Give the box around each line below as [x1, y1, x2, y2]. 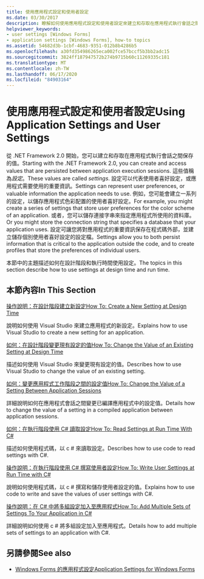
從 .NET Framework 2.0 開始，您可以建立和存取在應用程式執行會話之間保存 [6, 152, 194, 159]
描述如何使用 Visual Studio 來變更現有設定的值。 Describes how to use [6, 360, 182, 368]
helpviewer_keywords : [6, 26, 61, 32]
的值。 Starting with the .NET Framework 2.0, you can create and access [6, 159, 187, 167]
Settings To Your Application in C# [6, 509, 92, 517]
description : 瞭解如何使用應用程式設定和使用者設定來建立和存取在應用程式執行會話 [6, 20, 191, 26]
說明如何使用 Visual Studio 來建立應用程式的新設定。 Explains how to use [6, 322, 188, 329]
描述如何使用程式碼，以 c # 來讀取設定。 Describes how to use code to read [6, 445, 195, 452]
